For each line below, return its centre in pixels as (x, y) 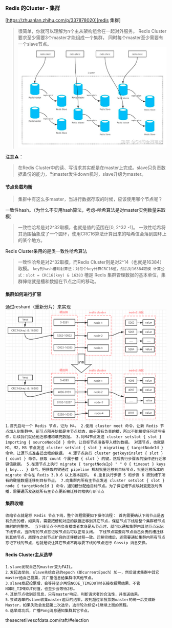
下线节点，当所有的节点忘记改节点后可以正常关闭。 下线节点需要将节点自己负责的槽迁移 (84, 532)
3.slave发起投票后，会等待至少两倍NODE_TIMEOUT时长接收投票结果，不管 (73, 584)
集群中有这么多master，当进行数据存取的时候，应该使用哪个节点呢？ (90, 199)
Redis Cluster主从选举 (29, 555)
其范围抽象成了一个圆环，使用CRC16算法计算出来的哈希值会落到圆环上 (92, 234)
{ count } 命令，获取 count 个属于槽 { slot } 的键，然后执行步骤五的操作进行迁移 (86, 458)
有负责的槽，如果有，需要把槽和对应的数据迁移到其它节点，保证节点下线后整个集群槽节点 (85, 521)
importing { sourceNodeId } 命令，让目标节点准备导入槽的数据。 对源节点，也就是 (85, 442)
